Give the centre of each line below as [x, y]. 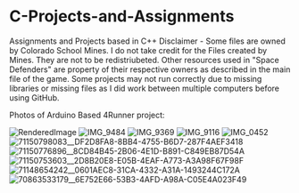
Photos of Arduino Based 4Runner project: [87, 115]
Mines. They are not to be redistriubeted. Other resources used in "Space [144, 60]
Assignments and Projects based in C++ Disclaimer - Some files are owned [147, 41]
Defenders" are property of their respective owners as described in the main [150, 69]
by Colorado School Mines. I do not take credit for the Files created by [138, 50]
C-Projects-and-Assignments [122, 16]
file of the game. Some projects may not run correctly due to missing [136, 78]
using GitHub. [34, 97]
